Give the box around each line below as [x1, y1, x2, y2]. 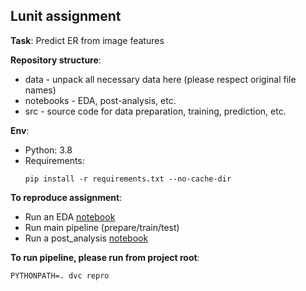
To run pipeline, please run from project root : [10, 251, 200, 263]
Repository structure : [10, 54, 102, 66]
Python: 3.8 [24, 144, 73, 156]
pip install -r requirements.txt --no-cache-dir [24, 174, 232, 184]
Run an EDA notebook [24, 210, 116, 223]
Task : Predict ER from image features [10, 34, 165, 46]
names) [24, 84, 57, 96]
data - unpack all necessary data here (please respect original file [24, 73, 297, 85]
